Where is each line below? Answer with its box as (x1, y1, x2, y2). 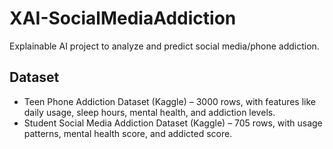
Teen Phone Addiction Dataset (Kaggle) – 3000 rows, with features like (23, 95, 317, 107)
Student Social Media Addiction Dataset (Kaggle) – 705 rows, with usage (23, 117, 323, 129)
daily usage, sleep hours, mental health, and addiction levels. (23, 106, 276, 118)
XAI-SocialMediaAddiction (9, 7, 237, 30)
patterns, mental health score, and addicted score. (23, 127, 233, 139)
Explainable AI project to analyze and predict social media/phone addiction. (9, 40, 320, 52)
